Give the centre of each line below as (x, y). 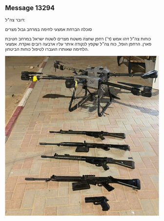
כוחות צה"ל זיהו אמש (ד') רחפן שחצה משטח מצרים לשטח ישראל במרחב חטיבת (78, 39)
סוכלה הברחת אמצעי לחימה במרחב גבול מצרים (49, 29)
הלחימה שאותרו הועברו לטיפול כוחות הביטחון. (47, 49)
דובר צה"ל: (15, 20)
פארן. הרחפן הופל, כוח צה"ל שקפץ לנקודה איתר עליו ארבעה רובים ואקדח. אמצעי (78, 44)
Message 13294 (30, 8)
